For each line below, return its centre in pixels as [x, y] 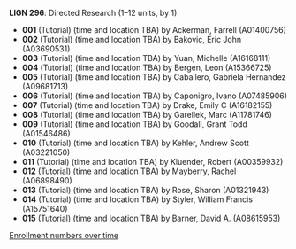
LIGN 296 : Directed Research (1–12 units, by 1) [93, 13]
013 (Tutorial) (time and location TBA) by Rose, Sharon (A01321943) [145, 190]
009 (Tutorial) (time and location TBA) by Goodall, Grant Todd [134, 124]
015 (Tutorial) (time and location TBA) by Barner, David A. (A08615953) [151, 218]
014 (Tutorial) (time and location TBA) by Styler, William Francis [137, 199]
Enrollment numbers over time [64, 235]
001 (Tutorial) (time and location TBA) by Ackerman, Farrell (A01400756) [154, 30]
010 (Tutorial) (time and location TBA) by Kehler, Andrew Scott [136, 143]
